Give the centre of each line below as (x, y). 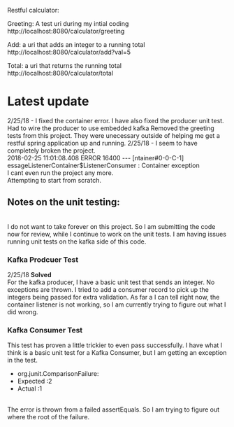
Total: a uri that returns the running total (65, 65)
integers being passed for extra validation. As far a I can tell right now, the (114, 297)
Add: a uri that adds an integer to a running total (76, 44)
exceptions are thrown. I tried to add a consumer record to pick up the (108, 290)
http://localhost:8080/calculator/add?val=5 (69, 52)
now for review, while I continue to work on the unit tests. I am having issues (117, 234)
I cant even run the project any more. (60, 173)
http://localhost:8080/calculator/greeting (66, 31)
